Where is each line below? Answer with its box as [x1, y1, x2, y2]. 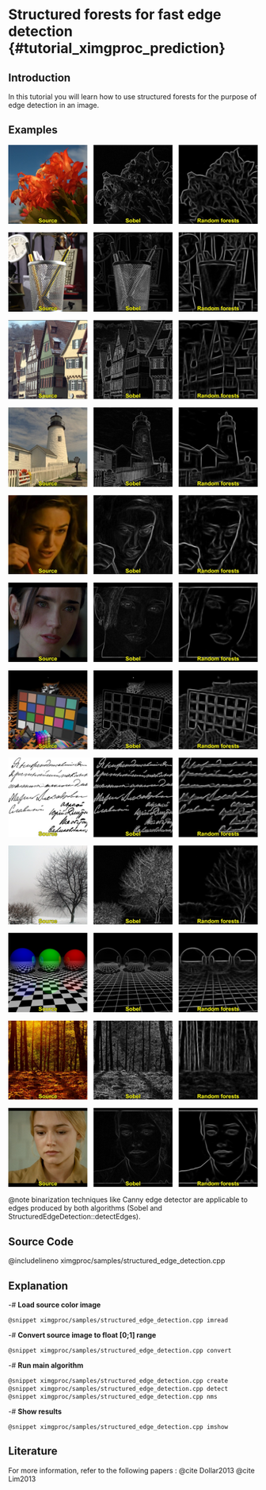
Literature [8, 1445, 58, 1458]
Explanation [8, 1279, 69, 1292]
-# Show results [8, 1407, 62, 1416]
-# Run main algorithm [8, 1361, 84, 1370]
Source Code [8, 1234, 74, 1248]
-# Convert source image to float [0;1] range [8, 1330, 157, 1340]
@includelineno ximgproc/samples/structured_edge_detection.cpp [8, 1256, 226, 1265]
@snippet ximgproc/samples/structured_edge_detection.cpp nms [8, 1393, 218, 1401]
